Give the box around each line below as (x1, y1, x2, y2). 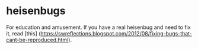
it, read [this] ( (6, 30, 41, 37)
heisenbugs (6, 4, 66, 18)
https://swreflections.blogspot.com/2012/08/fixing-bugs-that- (40, 30, 193, 37)
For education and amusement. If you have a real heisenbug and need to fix (6, 24, 191, 31)
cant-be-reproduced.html (6, 36, 69, 43)
